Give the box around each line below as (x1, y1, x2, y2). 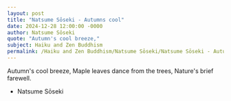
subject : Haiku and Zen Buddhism (7, 42, 103, 48)
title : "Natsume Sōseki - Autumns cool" (7, 16, 125, 23)
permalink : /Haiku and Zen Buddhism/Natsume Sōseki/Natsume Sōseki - (7, 48, 211, 55)
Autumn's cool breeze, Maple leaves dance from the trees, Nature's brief (7, 66, 214, 75)
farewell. (7, 74, 32, 82)
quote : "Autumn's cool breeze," (7, 35, 100, 42)
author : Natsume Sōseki (7, 29, 76, 36)
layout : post (7, 10, 45, 17)
